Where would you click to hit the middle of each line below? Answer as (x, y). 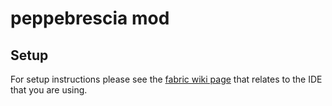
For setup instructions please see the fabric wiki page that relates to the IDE (166, 79)
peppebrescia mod (90, 18)
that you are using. (49, 90)
